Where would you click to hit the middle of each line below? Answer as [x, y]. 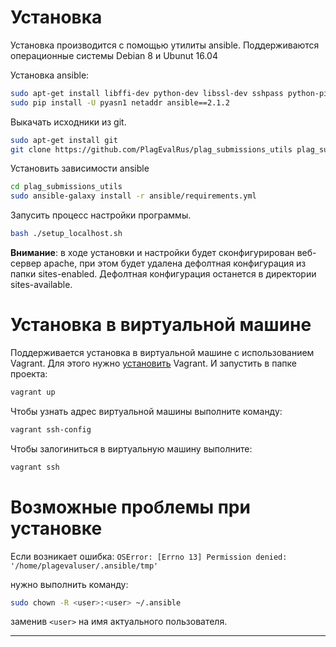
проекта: [29, 374]
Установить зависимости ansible [80, 168]
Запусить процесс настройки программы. [101, 215]
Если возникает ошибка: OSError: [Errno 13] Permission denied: [149, 556]
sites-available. [41, 285]
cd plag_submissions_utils [66, 187]
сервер [26, 263]
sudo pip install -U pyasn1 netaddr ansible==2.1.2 [120, 102]
